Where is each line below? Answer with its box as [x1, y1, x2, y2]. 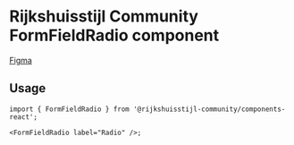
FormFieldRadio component [9, 25, 220, 46]
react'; [9, 112, 38, 122]
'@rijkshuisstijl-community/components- [132, 105, 286, 114]
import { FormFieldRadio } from [9, 105, 130, 114]
